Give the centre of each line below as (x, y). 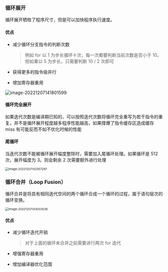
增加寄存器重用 (28, 82)
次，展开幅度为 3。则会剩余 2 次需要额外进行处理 (56, 160)
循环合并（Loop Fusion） (36, 182)
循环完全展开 (18, 105)
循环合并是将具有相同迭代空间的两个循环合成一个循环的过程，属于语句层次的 (84, 194)
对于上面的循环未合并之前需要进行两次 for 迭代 (73, 243)
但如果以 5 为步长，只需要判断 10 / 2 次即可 (69, 61)
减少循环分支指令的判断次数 (41, 44)
